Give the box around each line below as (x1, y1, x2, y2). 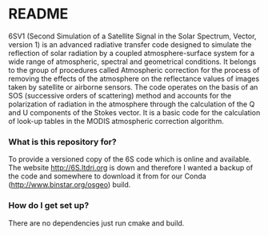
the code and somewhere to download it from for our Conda (8, 171, 206, 181)
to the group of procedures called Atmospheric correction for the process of (8, 65, 260, 74)
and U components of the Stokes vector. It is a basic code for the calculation (8, 107, 261, 117)
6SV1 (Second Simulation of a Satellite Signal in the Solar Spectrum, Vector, (8, 31, 257, 41)
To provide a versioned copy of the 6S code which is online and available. (8, 154, 252, 164)
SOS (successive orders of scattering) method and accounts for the (8, 90, 232, 100)
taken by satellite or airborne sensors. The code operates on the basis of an (8, 82, 258, 92)
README (8, 5, 69, 23)
